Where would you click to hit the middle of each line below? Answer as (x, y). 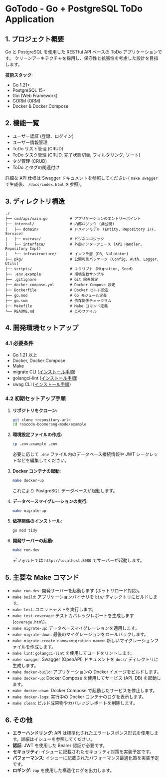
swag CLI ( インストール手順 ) (42, 385)
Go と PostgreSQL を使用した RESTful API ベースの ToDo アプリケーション (82, 52)
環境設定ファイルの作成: (37, 434)
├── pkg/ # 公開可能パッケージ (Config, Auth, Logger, (82, 259)
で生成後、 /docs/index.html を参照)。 (45, 184)
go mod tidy (25, 530)
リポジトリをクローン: (35, 410)
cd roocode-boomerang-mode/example (49, 424)
